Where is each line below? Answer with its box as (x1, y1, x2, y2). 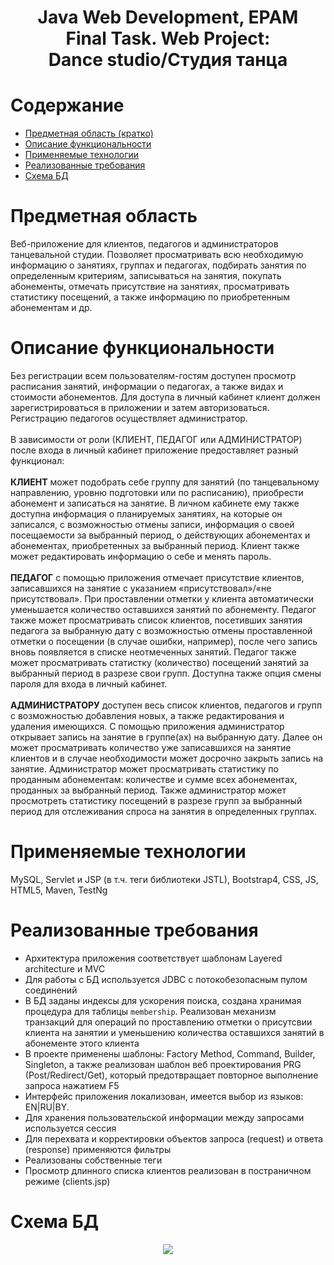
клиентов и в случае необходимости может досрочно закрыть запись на (10, 752, 324, 764)
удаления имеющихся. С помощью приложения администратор (10, 721, 285, 732)
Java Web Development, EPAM (37, 6, 299, 29)
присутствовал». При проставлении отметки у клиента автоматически (10, 593, 315, 605)
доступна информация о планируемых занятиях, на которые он (10, 508, 283, 520)
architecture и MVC (24, 962, 106, 975)
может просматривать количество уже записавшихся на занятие (10, 742, 292, 753)
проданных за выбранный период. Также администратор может (10, 784, 287, 796)
